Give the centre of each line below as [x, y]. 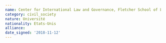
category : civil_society [31, 14]
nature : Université [25, 19]
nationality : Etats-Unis [31, 23]
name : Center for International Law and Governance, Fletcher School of [82, 10]
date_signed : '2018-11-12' [33, 33]
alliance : [15, 28]
